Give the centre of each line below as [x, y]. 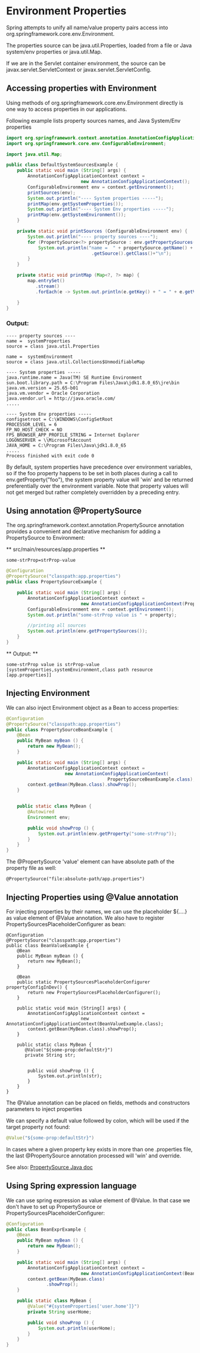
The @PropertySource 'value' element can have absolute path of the [90, 862]
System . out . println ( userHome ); [77, 1328]
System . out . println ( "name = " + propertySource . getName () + [115, 248]
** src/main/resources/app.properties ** [56, 549]
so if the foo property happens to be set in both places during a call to [92, 473]
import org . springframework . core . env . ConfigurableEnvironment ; [86, 143]
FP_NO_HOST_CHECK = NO [34, 430]
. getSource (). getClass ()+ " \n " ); [131, 253]
